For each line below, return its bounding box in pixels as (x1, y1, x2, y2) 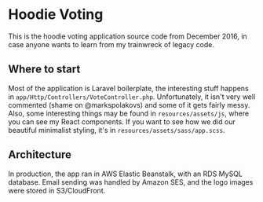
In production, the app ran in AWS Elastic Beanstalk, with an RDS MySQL (8, 169, 243, 178)
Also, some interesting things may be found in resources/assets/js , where (8, 108, 250, 118)
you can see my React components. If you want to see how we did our (8, 116, 236, 127)
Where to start (8, 63, 81, 76)
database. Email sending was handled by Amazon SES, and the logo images (8, 177, 254, 186)
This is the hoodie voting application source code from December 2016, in (8, 31, 247, 41)
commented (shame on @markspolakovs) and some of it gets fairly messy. (8, 100, 250, 109)
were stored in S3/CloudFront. (8, 185, 106, 195)
